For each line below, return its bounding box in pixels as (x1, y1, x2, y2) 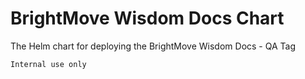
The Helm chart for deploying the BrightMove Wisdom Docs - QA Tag (10, 40, 297, 52)
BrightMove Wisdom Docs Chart (10, 7, 285, 30)
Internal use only (10, 59, 87, 69)
